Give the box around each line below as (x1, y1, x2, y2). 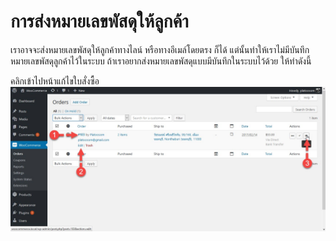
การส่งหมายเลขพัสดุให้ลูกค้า (10, 10, 189, 33)
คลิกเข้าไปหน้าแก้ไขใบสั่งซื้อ (10, 75, 100, 87)
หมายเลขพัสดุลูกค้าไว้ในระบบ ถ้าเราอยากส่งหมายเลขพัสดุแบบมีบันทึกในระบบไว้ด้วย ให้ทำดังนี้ (10, 55, 312, 67)
